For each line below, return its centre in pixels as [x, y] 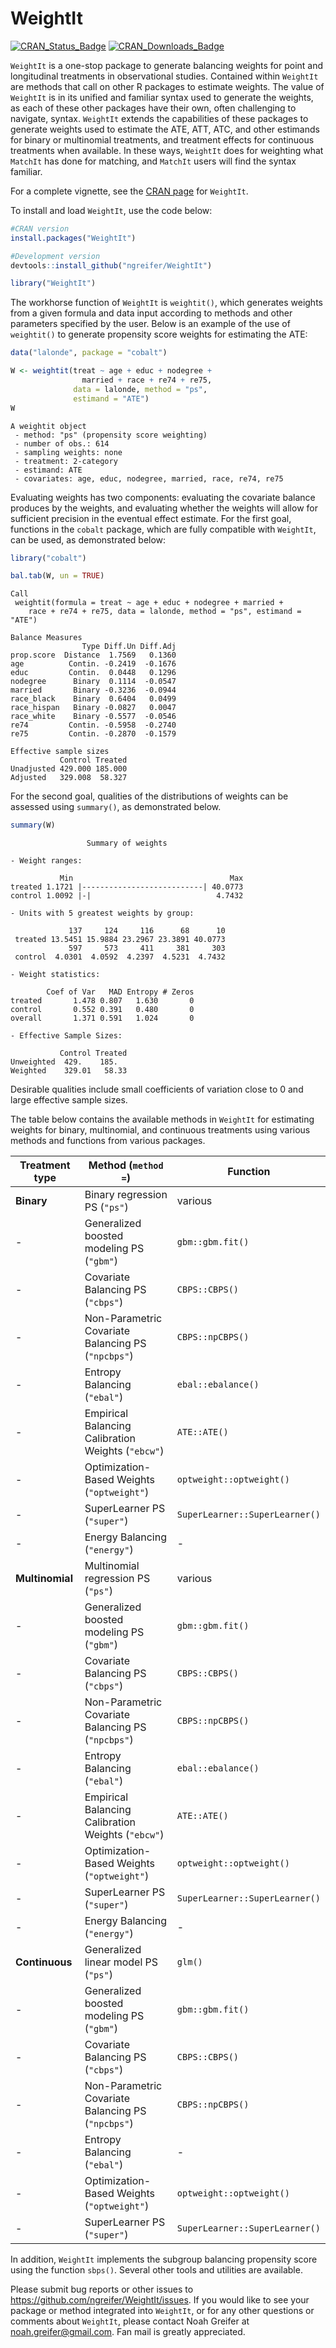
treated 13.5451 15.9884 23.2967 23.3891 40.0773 [120, 940]
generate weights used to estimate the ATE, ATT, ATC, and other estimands [165, 129]
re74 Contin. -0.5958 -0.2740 [93, 725]
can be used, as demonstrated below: [88, 539]
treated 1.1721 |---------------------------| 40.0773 [127, 887]
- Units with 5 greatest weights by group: [102, 913]
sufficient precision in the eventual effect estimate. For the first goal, [151, 518]
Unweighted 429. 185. [64, 1062]
